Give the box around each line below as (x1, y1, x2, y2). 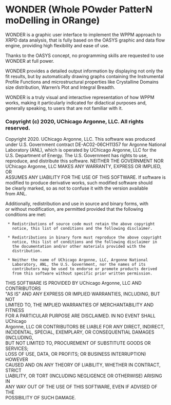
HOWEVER (5, 356, 28, 363)
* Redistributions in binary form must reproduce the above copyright (7, 235, 162, 240)
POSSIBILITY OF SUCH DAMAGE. (5, 395, 76, 401)
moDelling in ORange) (5, 14, 100, 26)
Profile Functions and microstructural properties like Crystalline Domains (5, 79, 159, 85)
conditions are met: (5, 212, 46, 218)
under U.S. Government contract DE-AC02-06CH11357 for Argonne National (5, 141, 166, 148)
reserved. (5, 124, 30, 132)
